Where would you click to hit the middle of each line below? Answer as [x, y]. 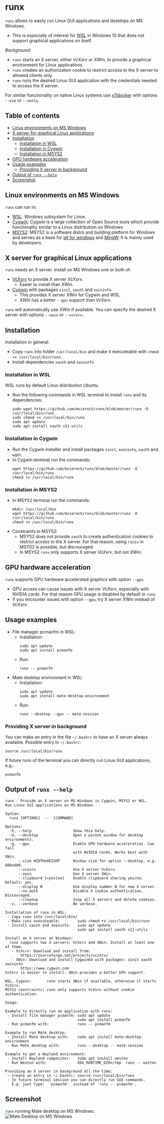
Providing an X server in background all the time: [59, 1071]
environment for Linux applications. [48, 65]
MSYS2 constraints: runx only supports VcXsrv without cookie [70, 990]
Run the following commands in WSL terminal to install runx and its [79, 395]
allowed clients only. [33, 75]
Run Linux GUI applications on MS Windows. [50, 805]
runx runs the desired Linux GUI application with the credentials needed [84, 80]
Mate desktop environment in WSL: [47, 677]
